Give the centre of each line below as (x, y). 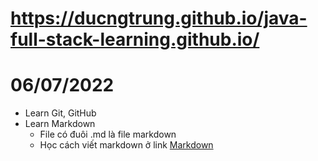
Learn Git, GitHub (60, 113)
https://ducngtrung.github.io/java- (159, 18)
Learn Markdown (60, 124)
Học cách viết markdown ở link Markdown (126, 145)
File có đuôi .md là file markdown (108, 134)
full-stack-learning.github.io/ (135, 39)
